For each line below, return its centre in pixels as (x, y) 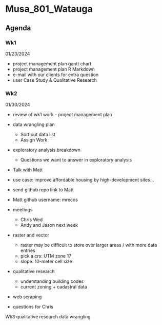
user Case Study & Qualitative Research (55, 80)
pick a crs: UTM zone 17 (46, 256)
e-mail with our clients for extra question (56, 75)
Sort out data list (38, 135)
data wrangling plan (34, 124)
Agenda (18, 28)
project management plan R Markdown (54, 69)
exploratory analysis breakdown (46, 150)
